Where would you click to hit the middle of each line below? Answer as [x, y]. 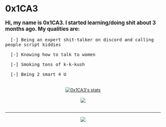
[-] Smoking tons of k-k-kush [48, 64]
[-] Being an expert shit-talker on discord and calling [82, 40]
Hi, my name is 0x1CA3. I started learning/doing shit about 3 [81, 23]
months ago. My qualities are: [42, 29]
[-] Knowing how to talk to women [53, 54]
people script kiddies [33, 44]
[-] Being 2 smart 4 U [39, 74]
